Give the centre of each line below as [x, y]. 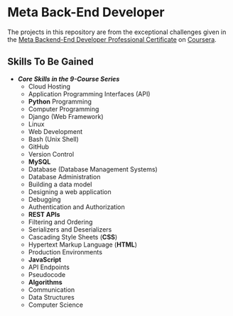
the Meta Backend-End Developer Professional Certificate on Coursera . [112, 39]
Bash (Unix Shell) [54, 139]
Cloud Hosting [49, 86]
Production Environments [65, 252]
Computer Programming [64, 109]
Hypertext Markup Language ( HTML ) [82, 244]
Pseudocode [47, 274]
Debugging [45, 199]
